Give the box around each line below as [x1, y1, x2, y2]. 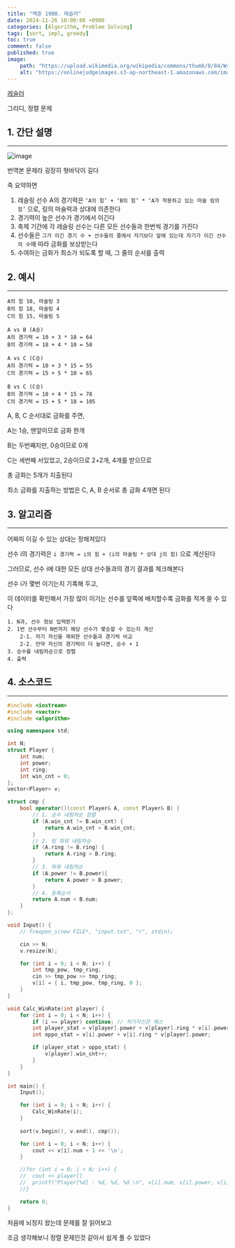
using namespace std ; [7, 728, 71, 735]
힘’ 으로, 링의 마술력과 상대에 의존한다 [17, 204, 121, 214]
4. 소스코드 [7, 677, 52, 688]
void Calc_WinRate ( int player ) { [7, 1005, 105, 1012]
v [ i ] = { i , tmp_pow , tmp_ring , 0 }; [32, 980, 143, 987]
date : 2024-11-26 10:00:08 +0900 [7, 17, 105, 24]
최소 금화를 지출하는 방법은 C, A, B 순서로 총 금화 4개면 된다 [7, 486, 171, 494]
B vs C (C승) [7, 383, 44, 391]
